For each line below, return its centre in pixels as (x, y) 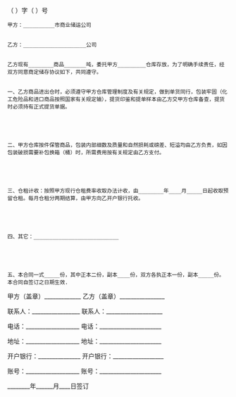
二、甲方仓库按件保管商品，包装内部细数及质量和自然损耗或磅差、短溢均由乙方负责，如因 (117, 145)
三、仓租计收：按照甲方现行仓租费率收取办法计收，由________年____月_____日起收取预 (118, 191)
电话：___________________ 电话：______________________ (85, 326)
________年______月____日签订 (48, 386)
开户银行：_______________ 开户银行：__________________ (86, 356)
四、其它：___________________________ (63, 237)
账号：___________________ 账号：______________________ (85, 371)
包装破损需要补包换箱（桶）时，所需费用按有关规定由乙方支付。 (86, 153)
